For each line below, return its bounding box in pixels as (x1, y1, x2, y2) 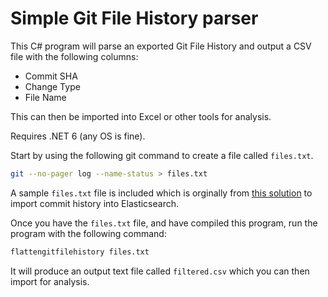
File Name (24, 91, 67, 103)
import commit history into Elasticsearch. (10, 197, 180, 209)
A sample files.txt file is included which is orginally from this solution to (10, 187, 313, 199)
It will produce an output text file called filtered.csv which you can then (10, 265, 310, 277)
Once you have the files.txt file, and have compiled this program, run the (10, 217, 318, 229)
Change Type (24, 80, 81, 92)
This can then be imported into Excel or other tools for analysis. (10, 110, 272, 122)
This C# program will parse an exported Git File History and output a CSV (10, 40, 312, 52)
